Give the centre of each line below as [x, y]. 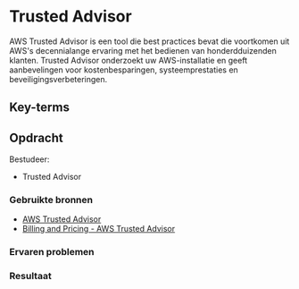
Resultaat [30, 276]
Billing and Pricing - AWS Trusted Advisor [99, 229]
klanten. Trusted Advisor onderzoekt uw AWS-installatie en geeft [129, 60]
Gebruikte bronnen [51, 200]
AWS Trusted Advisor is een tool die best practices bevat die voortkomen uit [149, 41]
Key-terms [39, 108]
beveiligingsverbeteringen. [58, 79]
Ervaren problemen [52, 252]
